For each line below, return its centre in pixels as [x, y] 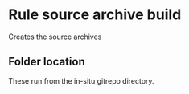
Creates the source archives [55, 37]
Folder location [47, 62]
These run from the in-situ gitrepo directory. [81, 80]
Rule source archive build [95, 15]
